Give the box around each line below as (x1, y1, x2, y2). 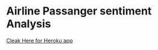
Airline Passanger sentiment (6, 4, 152, 18)
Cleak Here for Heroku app (6, 37, 74, 44)
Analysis (6, 17, 51, 31)
